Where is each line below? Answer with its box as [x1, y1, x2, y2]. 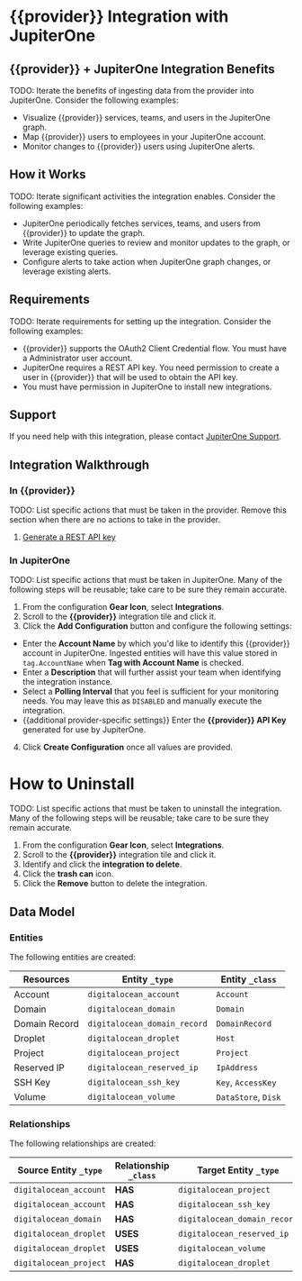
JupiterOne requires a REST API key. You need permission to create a [22, 362, 280, 373]
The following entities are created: [9, 952, 137, 963]
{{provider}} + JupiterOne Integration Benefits [9, 61, 276, 77]
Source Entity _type [17, 1164, 103, 1177]
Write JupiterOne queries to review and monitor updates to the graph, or [22, 237, 290, 248]
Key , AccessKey [216, 1077, 277, 1089]
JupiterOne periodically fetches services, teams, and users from [22, 218, 261, 229]
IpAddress [216, 1063, 258, 1073]
